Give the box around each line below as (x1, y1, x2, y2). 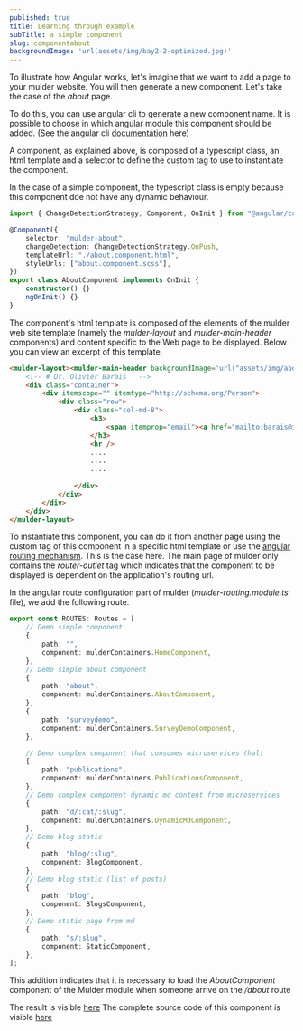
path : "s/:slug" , (41, 933, 106, 942)
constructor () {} (25, 284, 91, 294)
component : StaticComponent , (41, 941, 151, 951)
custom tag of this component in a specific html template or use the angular (9, 541, 291, 552)
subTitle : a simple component (9, 30, 124, 39)
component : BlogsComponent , (41, 900, 147, 909)
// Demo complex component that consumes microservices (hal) (25, 748, 264, 758)
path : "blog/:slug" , (41, 849, 119, 858)
